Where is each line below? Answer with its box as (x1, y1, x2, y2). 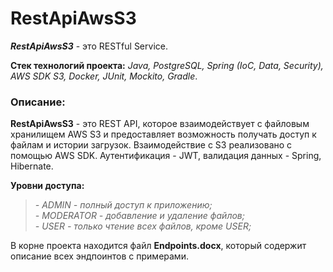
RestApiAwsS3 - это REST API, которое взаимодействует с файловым (10, 118, 310, 130)
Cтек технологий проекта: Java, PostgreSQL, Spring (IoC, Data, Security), (10, 59, 324, 71)
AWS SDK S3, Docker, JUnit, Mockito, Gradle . (10, 70, 198, 82)
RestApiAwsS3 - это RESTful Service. (10, 40, 168, 52)
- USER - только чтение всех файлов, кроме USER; (34, 220, 252, 232)
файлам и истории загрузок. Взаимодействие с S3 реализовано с (10, 139, 293, 151)
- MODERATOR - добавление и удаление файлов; (34, 210, 245, 222)
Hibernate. (10, 160, 54, 172)
